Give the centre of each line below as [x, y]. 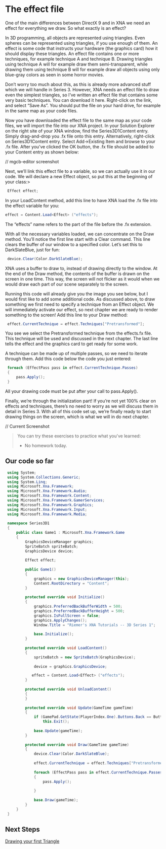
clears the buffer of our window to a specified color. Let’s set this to [74, 244]
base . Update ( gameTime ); [58, 731]
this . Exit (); [56, 722]
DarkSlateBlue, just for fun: [33, 250]
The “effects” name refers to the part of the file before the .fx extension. [78, 224]
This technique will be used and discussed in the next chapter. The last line [82, 339]
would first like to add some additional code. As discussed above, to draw [80, 299]
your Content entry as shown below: [42, 152]
